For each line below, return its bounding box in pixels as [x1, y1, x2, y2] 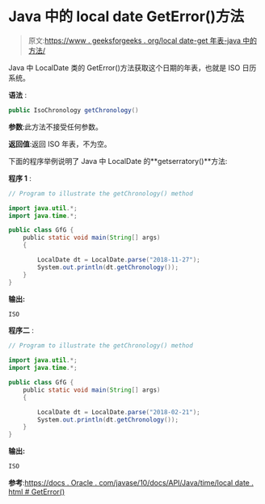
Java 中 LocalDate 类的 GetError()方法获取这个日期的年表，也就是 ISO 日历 [8, 62, 257, 73]
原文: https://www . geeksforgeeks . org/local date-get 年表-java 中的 [27, 36, 257, 45]
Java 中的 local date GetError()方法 [8, 7, 245, 26]
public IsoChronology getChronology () [8, 106, 139, 114]
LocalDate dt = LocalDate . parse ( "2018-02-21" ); [37, 408, 200, 416]
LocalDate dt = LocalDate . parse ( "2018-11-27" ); [37, 256, 200, 264]
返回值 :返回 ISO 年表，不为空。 [8, 139, 111, 149]
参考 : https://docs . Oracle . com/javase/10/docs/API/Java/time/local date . [8, 478, 254, 488]
